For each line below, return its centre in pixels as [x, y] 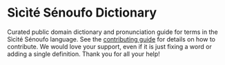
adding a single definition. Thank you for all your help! [84, 54]
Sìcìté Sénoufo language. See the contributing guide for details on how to [111, 39]
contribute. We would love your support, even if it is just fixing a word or [109, 46]
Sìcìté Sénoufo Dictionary [82, 13]
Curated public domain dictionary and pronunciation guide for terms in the [113, 32]
